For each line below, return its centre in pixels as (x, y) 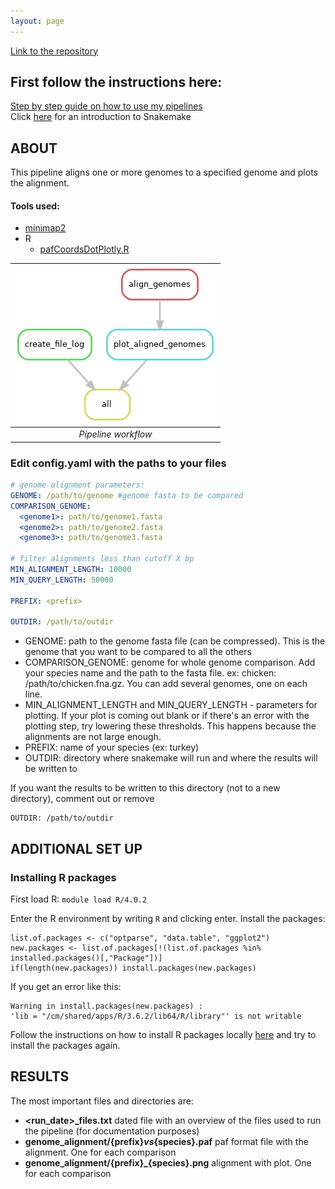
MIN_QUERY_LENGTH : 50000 (62, 580)
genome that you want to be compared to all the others (138, 652)
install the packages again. (65, 1045)
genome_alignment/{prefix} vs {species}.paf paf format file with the (166, 1141)
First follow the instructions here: (116, 82)
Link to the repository (54, 51)
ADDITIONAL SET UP (76, 848)
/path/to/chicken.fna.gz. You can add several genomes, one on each (166, 684)
